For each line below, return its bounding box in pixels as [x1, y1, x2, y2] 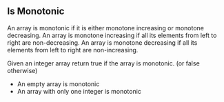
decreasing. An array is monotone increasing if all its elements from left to [7, 31, 217, 39]
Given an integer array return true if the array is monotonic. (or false [7, 59, 200, 68]
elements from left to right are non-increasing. [7, 45, 139, 54]
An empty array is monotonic [17, 79, 100, 88]
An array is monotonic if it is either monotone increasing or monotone [7, 23, 205, 32]
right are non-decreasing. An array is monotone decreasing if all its [7, 38, 198, 47]
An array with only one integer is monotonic [17, 87, 141, 95]
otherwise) [7, 66, 38, 74]
